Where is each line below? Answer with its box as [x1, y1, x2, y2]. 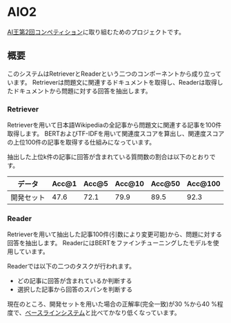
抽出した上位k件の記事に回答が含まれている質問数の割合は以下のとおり [7, 153, 210, 161]
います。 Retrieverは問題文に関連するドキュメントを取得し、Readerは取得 [7, 78, 217, 86]
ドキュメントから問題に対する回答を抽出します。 [12, 87, 152, 95]
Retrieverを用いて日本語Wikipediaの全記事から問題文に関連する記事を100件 [7, 121, 222, 129]
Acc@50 [150, 179, 181, 189]
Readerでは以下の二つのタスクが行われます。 [7, 262, 136, 271]
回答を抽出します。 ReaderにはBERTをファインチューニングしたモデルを [7, 239, 214, 247]
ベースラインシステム [25, 309, 86, 317]
